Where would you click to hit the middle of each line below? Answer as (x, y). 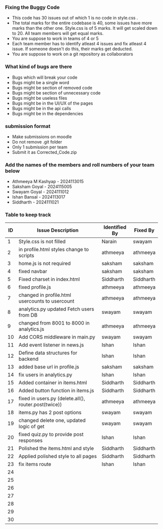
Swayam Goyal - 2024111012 (41, 192)
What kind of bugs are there (39, 67)
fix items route (35, 464)
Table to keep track (28, 215)
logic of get (32, 426)
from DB (28, 315)
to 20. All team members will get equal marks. (58, 34)
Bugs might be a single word (41, 82)
